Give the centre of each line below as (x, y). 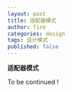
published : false (33, 47)
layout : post (27, 14)
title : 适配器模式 (32, 21)
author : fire (27, 27)
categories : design (36, 34)
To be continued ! (33, 82)
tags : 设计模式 (28, 40)
